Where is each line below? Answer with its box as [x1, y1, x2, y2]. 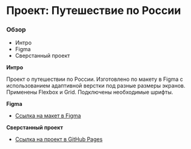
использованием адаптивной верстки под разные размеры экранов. [6, 82, 186, 89]
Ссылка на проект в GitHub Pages [15, 136, 103, 143]
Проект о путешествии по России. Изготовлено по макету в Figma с [6, 75, 184, 83]
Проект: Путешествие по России [6, 4, 181, 18]
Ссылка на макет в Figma [15, 112, 81, 119]
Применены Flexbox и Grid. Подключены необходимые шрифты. [6, 89, 173, 96]
